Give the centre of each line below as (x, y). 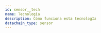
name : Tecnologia (23, 14)
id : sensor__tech (23, 9)
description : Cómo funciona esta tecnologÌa (51, 18)
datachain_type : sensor (29, 23)
